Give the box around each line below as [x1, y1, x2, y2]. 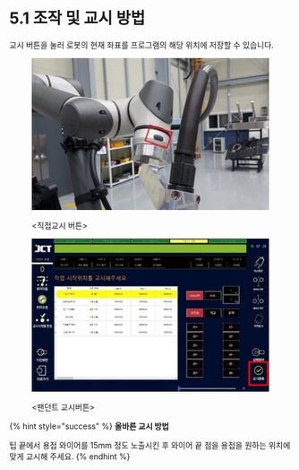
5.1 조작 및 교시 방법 [9, 8, 146, 29]
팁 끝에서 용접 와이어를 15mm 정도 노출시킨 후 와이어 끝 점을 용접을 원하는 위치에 [9, 440, 291, 451]
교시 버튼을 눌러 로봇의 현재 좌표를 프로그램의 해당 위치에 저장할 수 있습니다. [9, 39, 275, 50]
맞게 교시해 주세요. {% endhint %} [9, 451, 131, 462]
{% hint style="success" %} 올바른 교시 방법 [9, 421, 170, 431]
